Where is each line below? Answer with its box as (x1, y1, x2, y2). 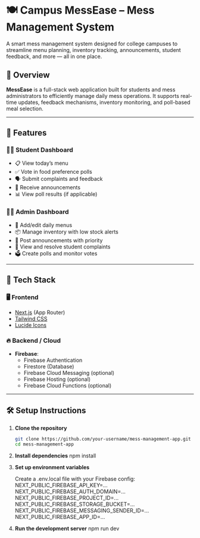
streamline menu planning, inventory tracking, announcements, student (6, 46, 182, 53)
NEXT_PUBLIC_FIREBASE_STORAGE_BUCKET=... (14, 501, 135, 508)
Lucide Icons (14, 322, 46, 329)
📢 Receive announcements (14, 184, 81, 191)
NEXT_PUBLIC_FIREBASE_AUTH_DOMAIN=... (14, 488, 126, 495)
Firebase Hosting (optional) (23, 376, 91, 383)
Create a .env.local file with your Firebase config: (14, 475, 136, 482)
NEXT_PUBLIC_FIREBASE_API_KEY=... (14, 482, 108, 489)
